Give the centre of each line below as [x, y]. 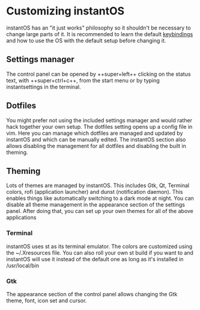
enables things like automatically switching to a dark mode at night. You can [100, 198]
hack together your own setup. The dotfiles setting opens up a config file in [99, 126]
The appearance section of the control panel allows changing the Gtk [92, 294]
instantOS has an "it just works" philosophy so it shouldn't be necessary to [98, 28]
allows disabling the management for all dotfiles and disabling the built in [96, 146]
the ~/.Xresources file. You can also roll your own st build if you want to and [100, 253]
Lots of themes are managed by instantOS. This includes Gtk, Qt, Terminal [98, 185]
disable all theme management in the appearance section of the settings [95, 205]
